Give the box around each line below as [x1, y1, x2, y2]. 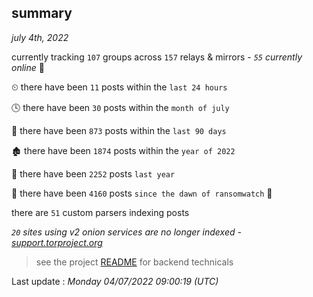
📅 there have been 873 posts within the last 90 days [11, 124, 227, 136]
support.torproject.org [11, 236, 103, 248]
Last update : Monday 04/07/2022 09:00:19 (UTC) [11, 275, 219, 287]
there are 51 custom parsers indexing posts [11, 206, 190, 218]
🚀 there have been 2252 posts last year [11, 167, 176, 180]
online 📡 [11, 61, 45, 73]
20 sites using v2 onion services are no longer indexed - [11, 226, 242, 238]
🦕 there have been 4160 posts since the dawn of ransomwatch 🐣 [11, 187, 273, 199]
